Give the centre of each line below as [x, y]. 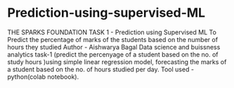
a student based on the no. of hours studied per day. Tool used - [101, 69]
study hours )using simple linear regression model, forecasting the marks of [117, 61]
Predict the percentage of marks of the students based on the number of [113, 39]
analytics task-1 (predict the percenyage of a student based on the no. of [113, 54]
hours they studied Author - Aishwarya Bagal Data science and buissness [114, 47]
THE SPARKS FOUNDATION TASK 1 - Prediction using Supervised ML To [112, 32]
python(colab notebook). [43, 76]
